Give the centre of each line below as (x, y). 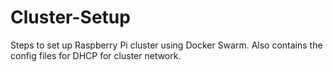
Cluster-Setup (70, 17)
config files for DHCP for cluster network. (96, 55)
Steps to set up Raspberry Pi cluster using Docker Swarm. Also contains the (166, 45)
